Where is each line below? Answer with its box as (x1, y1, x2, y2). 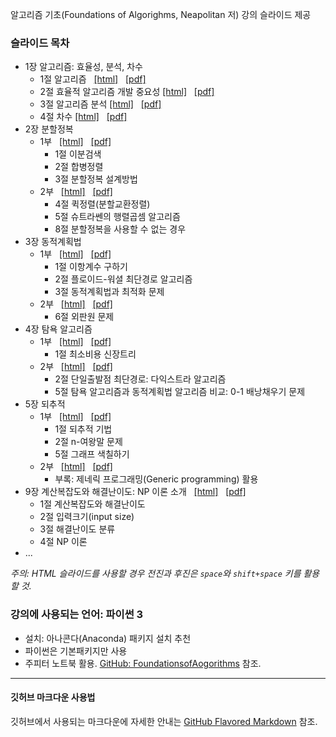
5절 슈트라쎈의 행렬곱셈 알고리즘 (54, 211, 181, 223)
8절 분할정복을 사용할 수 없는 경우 (54, 223, 187, 235)
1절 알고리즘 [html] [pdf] (39, 73, 147, 85)
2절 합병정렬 (54, 161, 104, 173)
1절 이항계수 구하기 (54, 261, 128, 273)
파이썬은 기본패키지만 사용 (24, 644, 128, 657)
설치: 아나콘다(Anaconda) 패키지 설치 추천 (24, 632, 192, 644)
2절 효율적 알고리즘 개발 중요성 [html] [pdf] (39, 86, 215, 98)
